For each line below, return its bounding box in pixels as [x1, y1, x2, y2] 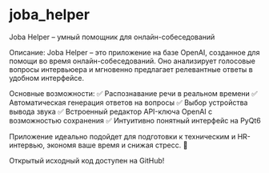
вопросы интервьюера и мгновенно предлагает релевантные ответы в [9, 64, 253, 74]
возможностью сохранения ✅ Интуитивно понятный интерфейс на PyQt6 [9, 115, 261, 125]
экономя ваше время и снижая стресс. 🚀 [46, 140, 188, 150]
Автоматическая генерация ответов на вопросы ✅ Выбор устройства [9, 98, 248, 107]
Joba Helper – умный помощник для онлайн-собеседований [9, 32, 215, 42]
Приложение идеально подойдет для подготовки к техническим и [9, 131, 236, 141]
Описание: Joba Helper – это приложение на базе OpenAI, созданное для [9, 47, 260, 57]
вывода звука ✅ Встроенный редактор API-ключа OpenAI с [9, 107, 213, 116]
